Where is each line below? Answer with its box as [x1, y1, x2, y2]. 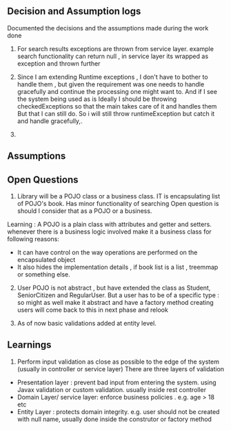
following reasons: [7, 235, 60, 243]
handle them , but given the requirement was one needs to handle [17, 80, 205, 88]
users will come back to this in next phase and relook [17, 306, 169, 314]
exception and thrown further [17, 59, 101, 68]
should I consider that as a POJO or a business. [17, 207, 152, 215]
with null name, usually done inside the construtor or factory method [17, 415, 212, 423]
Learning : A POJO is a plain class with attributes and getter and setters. [7, 221, 212, 229]
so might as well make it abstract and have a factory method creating [17, 299, 214, 307]
